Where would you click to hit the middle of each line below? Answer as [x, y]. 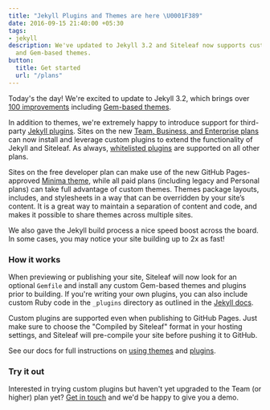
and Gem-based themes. [53, 53]
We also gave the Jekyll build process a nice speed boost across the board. [133, 230]
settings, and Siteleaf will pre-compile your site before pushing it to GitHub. [133, 335]
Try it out [27, 371]
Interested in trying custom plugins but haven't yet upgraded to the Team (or [135, 389]
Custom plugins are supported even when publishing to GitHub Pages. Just [133, 318]
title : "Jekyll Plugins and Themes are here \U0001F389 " [106, 16]
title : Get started [48, 68]
